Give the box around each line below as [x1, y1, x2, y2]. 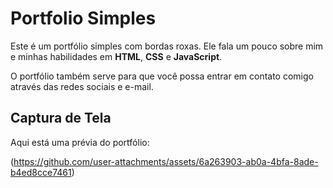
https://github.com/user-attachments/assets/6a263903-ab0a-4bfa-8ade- [13, 155, 319, 167]
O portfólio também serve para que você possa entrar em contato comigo [10, 70, 314, 82]
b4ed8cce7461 [10, 166, 72, 178]
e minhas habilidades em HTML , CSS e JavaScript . [10, 50, 223, 62]
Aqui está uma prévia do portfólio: [10, 136, 150, 148]
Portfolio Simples [10, 7, 157, 30]
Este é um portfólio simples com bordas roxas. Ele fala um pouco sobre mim [10, 40, 324, 52]
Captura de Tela [10, 110, 112, 127]
